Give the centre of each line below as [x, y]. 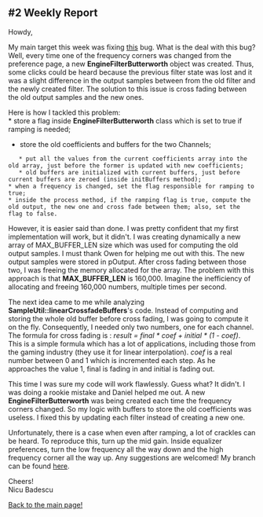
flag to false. [33, 214]
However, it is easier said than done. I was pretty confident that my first [124, 228]
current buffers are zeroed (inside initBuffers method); [105, 179]
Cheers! [21, 481]
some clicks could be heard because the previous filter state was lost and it [130, 72]
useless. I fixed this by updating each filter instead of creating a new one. [127, 417]
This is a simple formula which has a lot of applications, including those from [132, 343]
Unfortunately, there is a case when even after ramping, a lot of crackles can [132, 432]
